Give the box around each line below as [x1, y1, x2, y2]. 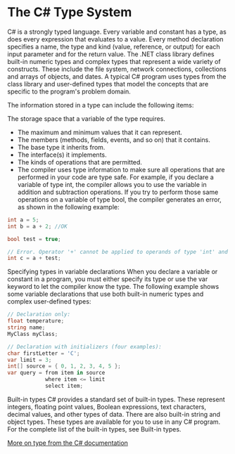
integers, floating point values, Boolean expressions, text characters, [7, 402, 206, 411]
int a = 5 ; [7, 216, 39, 223]
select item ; [44, 382, 83, 390]
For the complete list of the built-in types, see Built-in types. [7, 424, 182, 433]
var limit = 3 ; [7, 356, 52, 363]
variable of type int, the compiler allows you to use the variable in [17, 180, 207, 188]
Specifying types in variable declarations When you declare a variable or [7, 268, 218, 276]
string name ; [7, 324, 46, 331]
